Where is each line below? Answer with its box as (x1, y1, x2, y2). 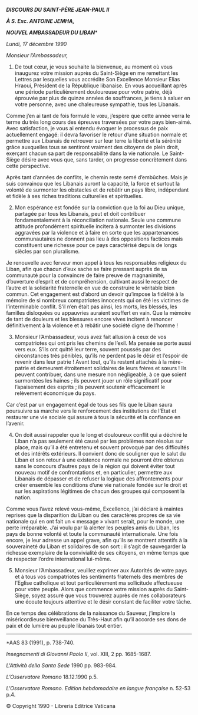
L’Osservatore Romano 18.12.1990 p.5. (6, 673, 98, 680)
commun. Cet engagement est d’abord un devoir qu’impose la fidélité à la (6, 291, 184, 298)
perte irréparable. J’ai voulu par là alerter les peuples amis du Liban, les (6, 524, 180, 531)
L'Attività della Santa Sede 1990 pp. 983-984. (6, 662, 117, 669)
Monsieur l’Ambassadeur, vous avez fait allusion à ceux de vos (14, 334, 167, 340)
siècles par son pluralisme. (14, 248, 80, 255)
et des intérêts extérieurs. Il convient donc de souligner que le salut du (14, 450, 186, 457)
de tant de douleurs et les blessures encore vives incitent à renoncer (6, 316, 173, 322)
